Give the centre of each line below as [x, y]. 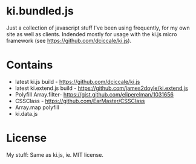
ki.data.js [26, 113]
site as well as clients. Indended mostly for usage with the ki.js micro [92, 34]
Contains [30, 65]
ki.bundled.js [40, 11]
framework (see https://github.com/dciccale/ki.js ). [69, 40]
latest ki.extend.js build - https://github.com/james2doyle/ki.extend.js [102, 88]
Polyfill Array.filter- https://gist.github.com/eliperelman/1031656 [94, 94]
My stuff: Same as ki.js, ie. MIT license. [55, 154]
